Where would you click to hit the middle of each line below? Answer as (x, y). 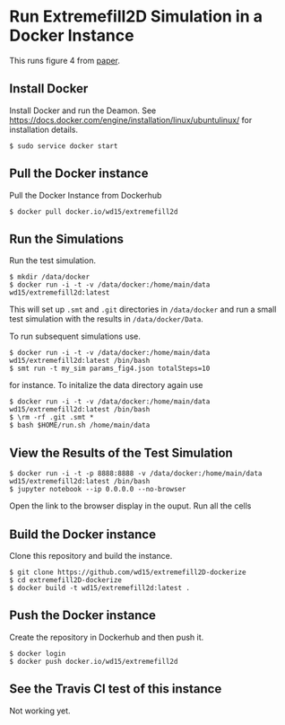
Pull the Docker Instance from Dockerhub (86, 195)
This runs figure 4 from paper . (65, 60)
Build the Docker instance (83, 534)
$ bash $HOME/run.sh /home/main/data (80, 425)
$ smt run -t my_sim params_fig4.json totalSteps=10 (110, 369)
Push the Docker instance (83, 616)
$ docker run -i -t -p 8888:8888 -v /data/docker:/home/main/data (136, 473)
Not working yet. (40, 711)
